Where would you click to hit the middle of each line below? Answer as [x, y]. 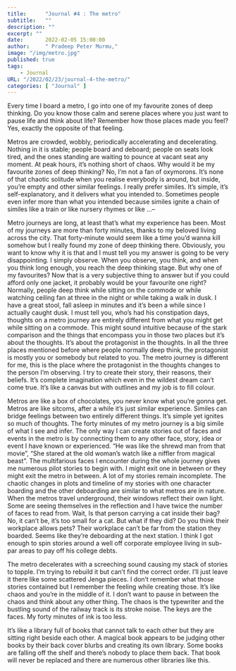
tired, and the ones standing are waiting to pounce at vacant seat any [108, 157]
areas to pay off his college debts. [68, 551]
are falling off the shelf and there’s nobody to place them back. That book [114, 653]
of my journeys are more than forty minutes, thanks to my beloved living [112, 230]
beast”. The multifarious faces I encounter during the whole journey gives [114, 461]
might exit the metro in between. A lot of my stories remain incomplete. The [117, 476]
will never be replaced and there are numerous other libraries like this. [109, 660]
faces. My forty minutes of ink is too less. [67, 617]
